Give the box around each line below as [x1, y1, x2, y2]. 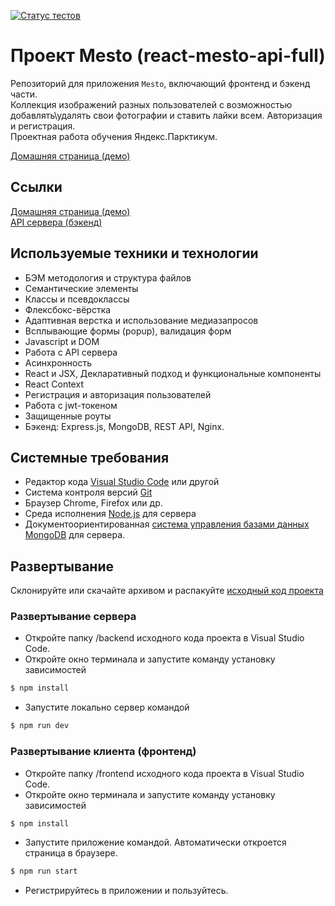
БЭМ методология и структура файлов [24, 271, 192, 284]
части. [10, 88, 38, 100]
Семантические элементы [24, 282, 139, 294]
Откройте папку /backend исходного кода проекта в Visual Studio [24, 632, 305, 644]
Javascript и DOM [24, 335, 100, 347]
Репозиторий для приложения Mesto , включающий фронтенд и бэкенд [10, 77, 311, 89]
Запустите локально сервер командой [24, 701, 190, 714]
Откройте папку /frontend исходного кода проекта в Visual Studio [24, 767, 305, 779]
